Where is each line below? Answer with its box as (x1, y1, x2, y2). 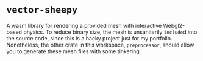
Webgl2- (163, 22, 185, 29)
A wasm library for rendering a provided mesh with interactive (6, 22, 162, 29)
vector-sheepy (6, 4, 78, 16)
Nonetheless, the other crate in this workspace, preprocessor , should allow (6, 41, 194, 48)
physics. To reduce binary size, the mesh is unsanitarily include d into (23, 28, 198, 36)
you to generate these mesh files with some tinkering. (6, 47, 141, 55)
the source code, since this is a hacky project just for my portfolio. (6, 34, 173, 42)
